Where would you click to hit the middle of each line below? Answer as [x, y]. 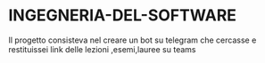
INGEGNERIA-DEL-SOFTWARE [123, 16]
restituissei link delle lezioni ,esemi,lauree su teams [102, 49]
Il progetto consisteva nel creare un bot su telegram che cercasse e [132, 40]
